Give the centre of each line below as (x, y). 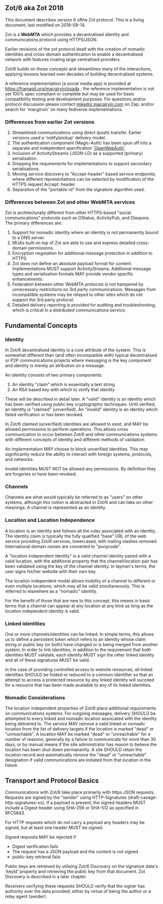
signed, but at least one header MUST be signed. (54, 827)
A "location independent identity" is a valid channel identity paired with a (78, 556)
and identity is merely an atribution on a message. (55, 365)
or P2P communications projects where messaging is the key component (78, 361)
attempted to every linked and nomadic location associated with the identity (81, 719)
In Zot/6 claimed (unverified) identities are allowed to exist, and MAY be (77, 424)
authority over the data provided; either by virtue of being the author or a (78, 891)
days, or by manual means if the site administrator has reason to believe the (81, 745)
